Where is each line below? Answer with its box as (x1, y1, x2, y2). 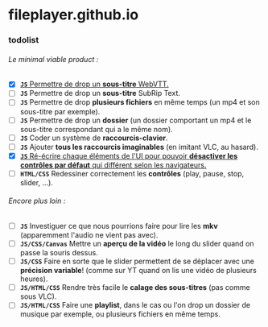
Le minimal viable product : (8, 54, 99, 64)
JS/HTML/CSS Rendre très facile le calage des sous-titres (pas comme (19, 283, 251, 292)
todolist (8, 35, 39, 46)
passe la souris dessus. (19, 248, 98, 258)
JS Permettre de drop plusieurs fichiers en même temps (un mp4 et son (19, 97, 260, 107)
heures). (19, 274, 48, 284)
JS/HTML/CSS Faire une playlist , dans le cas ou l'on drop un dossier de (19, 300, 251, 310)
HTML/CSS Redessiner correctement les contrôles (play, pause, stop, (19, 168, 244, 178)
